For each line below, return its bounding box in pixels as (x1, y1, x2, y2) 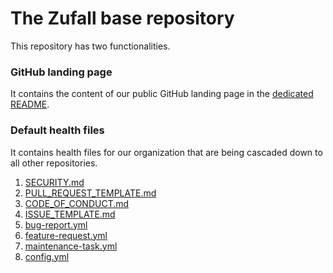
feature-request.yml (24, 229, 108, 241)
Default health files (10, 123, 105, 137)
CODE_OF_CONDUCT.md (24, 197, 130, 209)
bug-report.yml (24, 218, 88, 231)
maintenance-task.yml (24, 240, 118, 252)
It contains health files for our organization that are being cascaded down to (10, 146, 323, 158)
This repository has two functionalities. (10, 40, 171, 52)
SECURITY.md (24, 176, 85, 188)
